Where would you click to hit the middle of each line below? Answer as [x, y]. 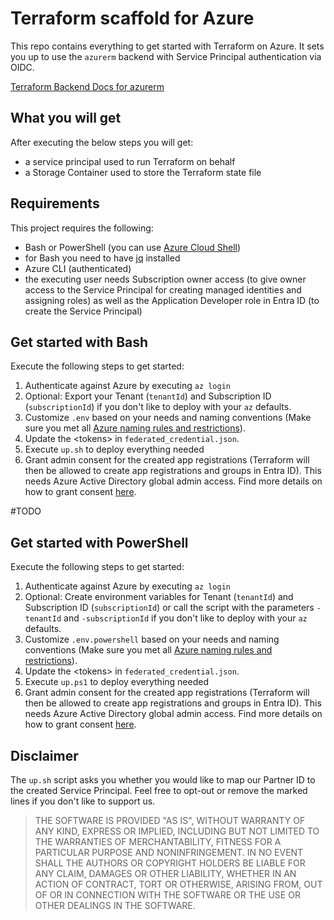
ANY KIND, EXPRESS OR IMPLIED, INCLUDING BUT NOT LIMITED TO [177, 831]
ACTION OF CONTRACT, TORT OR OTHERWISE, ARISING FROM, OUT [178, 884]
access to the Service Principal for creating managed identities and [163, 289]
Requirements [55, 203]
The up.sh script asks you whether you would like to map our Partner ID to [163, 780]
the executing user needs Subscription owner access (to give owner [165, 279]
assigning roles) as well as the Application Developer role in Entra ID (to [172, 300]
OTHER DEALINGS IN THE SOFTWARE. [115, 905]
